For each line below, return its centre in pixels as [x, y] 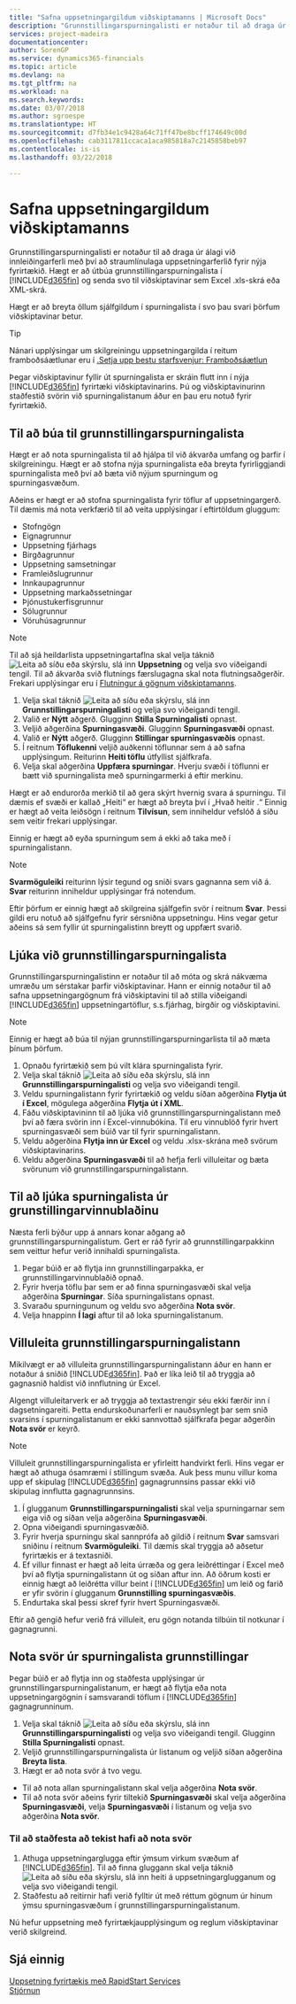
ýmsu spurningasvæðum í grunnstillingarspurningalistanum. [131, 1905]
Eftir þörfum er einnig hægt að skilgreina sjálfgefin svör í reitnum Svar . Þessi [148, 909]
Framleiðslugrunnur [57, 574]
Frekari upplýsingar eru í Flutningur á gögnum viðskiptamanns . [123, 684]
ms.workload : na [39, 91]
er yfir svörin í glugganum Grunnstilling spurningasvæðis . [129, 1593]
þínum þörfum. [36, 1048]
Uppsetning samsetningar [69, 564]
